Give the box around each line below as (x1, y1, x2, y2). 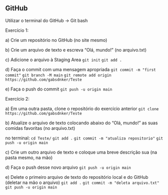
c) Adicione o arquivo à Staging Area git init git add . (5, 57, 122, 63)
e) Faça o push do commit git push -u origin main (5, 86, 112, 92)
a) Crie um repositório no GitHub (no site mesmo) (5, 37, 108, 43)
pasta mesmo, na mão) (5, 154, 53, 161)
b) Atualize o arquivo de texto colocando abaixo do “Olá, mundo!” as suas (5, 120, 158, 126)
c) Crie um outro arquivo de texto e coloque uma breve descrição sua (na (5, 149, 157, 155)
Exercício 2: (5, 95, 30, 102)
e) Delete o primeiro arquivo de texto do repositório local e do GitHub (5, 174, 148, 180)
